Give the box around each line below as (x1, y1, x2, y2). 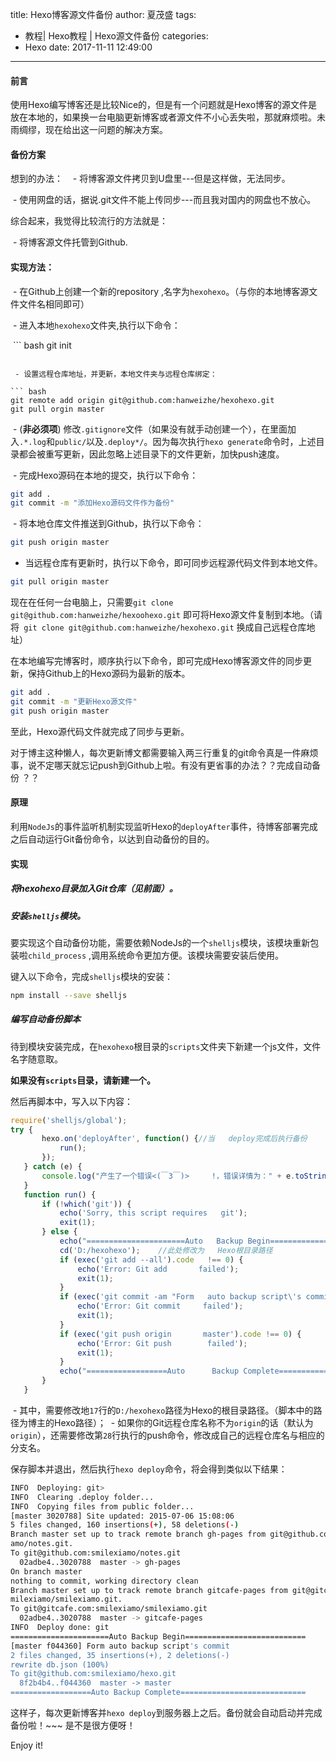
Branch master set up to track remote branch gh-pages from (10, 1529, 267, 1540)
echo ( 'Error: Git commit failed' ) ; (77, 1301, 244, 1312)
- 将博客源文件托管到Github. (12, 236, 128, 248)
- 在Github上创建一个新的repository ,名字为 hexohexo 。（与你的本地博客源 (12, 285, 310, 297)
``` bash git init (12, 339, 72, 351)
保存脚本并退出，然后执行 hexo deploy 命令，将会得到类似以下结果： (10, 1463, 288, 1475)
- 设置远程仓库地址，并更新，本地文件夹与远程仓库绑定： (14, 369, 218, 379)
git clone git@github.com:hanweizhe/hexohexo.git (23, 623, 235, 633)
